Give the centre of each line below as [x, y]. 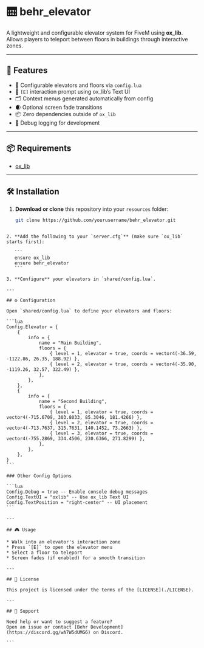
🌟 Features [27, 71]
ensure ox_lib [32, 258]
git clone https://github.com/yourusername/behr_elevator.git [95, 220]
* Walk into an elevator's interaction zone [63, 542]
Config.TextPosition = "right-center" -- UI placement [77, 503]
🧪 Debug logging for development [57, 123]
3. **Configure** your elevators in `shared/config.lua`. [81, 279]
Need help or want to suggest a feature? [59, 622]
